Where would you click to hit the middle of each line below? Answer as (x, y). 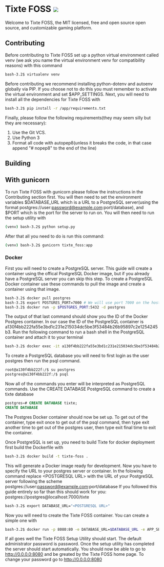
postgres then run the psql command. (43, 361)
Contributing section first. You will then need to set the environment (73, 197)
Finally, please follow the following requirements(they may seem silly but (78, 118)
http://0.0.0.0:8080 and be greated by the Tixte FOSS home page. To (74, 554)
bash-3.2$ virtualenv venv (32, 74)
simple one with (21, 520)
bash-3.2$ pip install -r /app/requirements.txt (55, 108)
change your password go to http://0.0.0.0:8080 (54, 560)
